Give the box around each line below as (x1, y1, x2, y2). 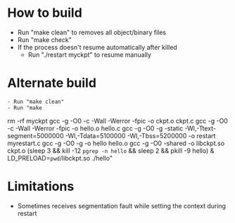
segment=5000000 (7, 131, 64, 140)
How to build (7, 5, 82, 21)
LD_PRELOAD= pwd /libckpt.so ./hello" (7, 154, 113, 162)
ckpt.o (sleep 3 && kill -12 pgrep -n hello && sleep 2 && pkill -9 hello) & (7, 146, 215, 155)
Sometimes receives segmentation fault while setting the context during (17, 201, 227, 210)
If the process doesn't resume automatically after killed (17, 43, 177, 51)
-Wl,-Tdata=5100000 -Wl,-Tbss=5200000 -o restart (65, 131, 216, 140)
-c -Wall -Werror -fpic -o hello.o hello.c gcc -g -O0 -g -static (7, 124, 184, 133)
